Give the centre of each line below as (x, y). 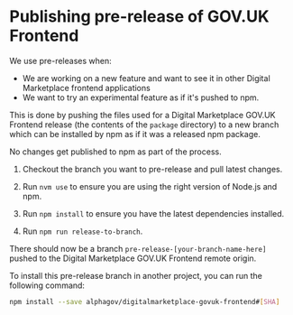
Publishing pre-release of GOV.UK (139, 17)
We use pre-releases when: (60, 60)
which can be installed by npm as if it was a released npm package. (135, 134)
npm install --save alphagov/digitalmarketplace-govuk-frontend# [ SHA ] (145, 301)
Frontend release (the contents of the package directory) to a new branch (144, 125)
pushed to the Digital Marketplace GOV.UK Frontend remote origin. (133, 258)
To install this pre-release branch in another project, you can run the (136, 275)
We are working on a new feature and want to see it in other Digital (146, 78)
